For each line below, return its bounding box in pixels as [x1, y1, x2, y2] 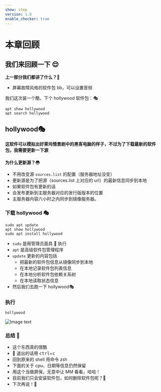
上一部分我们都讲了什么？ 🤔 [5, 74, 60, 80]
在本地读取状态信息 [19, 277, 59, 284]
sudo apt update [5, 222, 38, 227]
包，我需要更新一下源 [5, 147, 48, 153]
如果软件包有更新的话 [12, 183, 56, 190]
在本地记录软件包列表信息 [19, 265, 72, 271]
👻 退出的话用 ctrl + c [12, 351, 56, 356]
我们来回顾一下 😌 [5, 60, 59, 69]
